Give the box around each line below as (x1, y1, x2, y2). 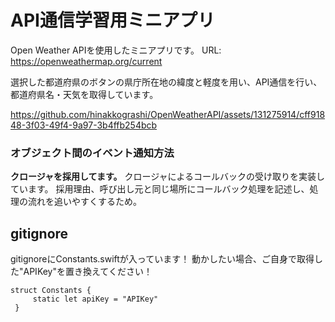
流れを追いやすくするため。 (27, 196, 142, 208)
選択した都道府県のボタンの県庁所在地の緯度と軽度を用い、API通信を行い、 (10, 76, 323, 88)
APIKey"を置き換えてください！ (23, 266, 153, 278)
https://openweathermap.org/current (10, 55, 163, 67)
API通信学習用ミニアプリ (10, 9, 215, 32)
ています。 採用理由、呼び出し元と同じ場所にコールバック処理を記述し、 (10, 183, 310, 195)
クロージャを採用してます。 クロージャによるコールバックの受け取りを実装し (10, 171, 326, 183)
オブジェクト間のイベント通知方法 (10, 146, 175, 160)
